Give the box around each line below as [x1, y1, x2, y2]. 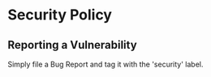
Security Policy [7, 6, 113, 24]
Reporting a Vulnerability [7, 38, 137, 52]
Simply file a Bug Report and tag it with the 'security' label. [7, 59, 204, 69]
